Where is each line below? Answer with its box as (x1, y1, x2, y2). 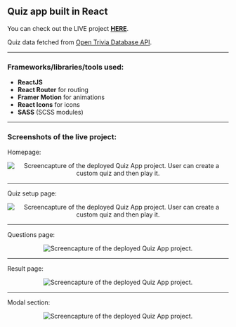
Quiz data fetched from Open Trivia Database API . (7, 38, 152, 46)
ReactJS (17, 78, 44, 86)
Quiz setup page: (7, 189, 58, 198)
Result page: (7, 264, 44, 273)
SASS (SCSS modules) (17, 108, 84, 117)
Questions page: (7, 231, 55, 239)
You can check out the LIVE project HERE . (7, 24, 129, 32)
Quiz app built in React (7, 6, 108, 18)
